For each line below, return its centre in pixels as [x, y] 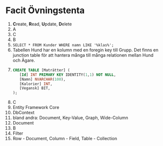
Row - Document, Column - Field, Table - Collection [65, 139]
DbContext [23, 113]
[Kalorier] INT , [36, 84]
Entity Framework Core [36, 107]
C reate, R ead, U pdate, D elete [42, 24]
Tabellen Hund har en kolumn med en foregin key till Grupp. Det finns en [85, 50]
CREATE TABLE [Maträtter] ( [41, 70]
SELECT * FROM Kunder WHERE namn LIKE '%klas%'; [63, 45]
